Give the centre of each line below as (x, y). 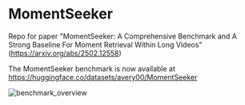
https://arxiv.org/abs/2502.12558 (65, 53)
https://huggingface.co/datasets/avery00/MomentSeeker (103, 77)
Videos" (189, 44)
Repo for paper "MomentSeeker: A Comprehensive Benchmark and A (123, 36)
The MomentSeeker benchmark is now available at (92, 68)
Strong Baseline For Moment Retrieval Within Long (91, 44)
